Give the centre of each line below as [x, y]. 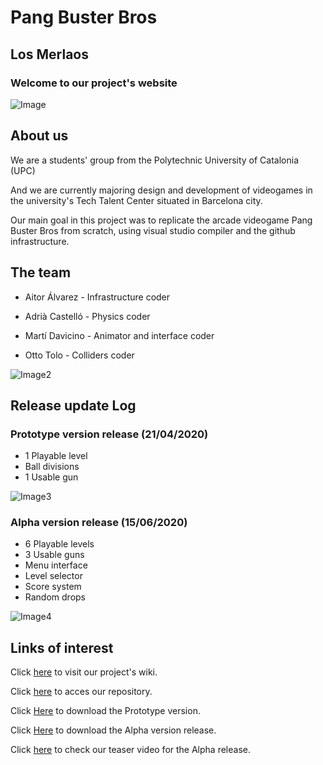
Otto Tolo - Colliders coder [79, 355]
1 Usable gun [51, 477]
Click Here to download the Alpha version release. [113, 730]
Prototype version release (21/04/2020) [109, 434]
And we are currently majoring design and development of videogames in [161, 190]
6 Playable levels [59, 544]
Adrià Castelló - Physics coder [87, 316]
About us [39, 136]
